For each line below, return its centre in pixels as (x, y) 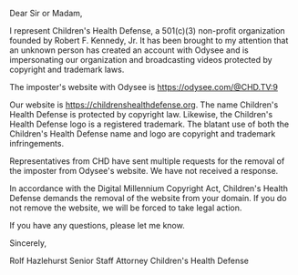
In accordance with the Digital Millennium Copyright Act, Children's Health (149, 188)
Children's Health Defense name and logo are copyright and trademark (143, 134)
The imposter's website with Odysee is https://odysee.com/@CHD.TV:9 (144, 87)
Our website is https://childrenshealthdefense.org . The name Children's (144, 105)
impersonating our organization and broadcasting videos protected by (141, 60)
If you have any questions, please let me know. (97, 225)
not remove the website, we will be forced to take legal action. (126, 208)
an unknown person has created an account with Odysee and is (129, 50)
